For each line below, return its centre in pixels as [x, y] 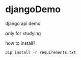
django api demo [23, 23]
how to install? [20, 43]
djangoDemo [33, 9]
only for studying [23, 33]
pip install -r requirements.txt [41, 52]
